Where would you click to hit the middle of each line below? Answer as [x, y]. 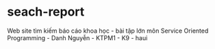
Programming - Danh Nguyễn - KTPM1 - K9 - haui [77, 37]
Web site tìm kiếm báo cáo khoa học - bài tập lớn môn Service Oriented [108, 31]
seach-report [46, 12]
